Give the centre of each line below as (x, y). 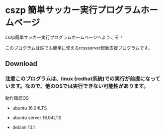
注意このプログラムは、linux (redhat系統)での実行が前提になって (83, 79)
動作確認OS (17, 98)
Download (21, 64)
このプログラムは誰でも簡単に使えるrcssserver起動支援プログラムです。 (79, 48)
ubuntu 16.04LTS (30, 108)
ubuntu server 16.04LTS (37, 118)
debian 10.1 (24, 127)
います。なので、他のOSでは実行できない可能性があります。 (77, 86)
